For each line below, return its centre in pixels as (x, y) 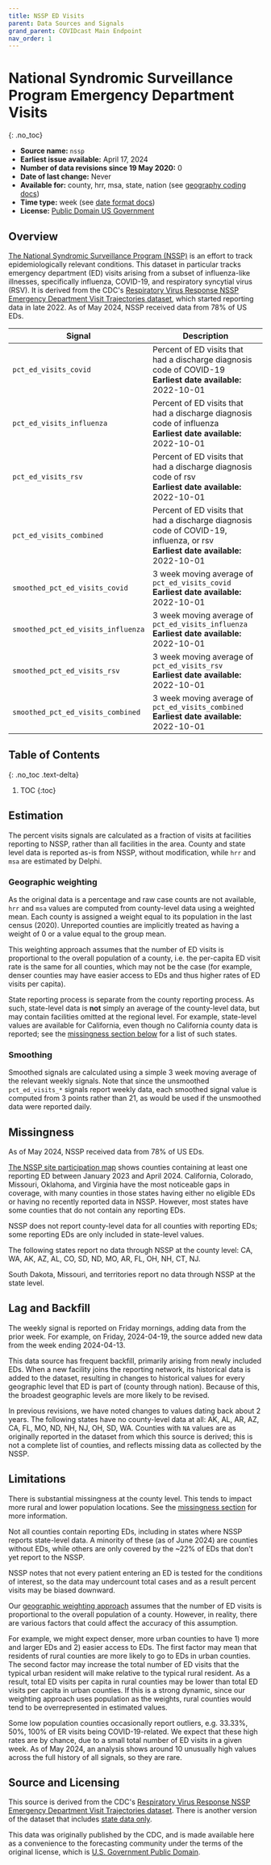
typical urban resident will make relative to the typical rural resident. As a (129, 1673)
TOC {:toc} (38, 790)
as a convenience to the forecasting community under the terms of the (126, 1843)
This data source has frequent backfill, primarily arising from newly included (135, 1361)
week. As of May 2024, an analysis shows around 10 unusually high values (132, 1749)
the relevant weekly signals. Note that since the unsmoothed (109, 1081)
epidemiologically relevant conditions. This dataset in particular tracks (125, 264)
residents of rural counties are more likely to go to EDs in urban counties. (130, 1656)
